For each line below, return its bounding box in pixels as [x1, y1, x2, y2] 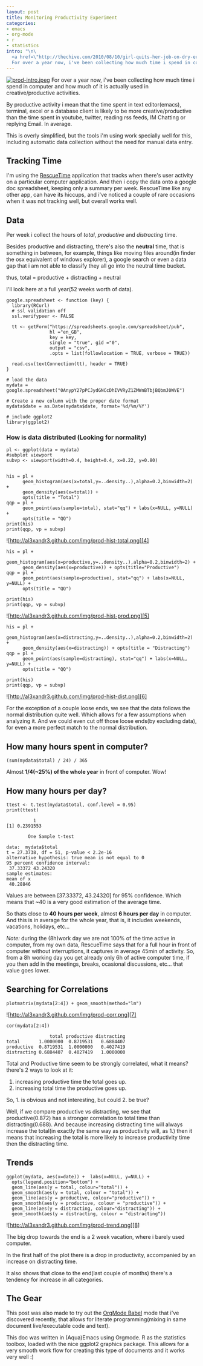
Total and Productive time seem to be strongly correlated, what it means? [6, 1060, 188, 1067]
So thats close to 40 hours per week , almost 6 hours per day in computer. [6, 910, 192, 917]
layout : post [6, 8, 39, 15]
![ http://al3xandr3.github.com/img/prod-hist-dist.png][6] [6, 693, 147, 700]
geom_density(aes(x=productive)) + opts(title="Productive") [22, 564, 180, 571]
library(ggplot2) [6, 419, 50, 426]
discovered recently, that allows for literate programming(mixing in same [6, 1316, 187, 1323]
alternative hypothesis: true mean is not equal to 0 [6, 855, 145, 861]
